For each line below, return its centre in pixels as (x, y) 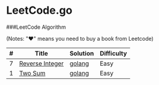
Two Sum (32, 73)
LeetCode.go (39, 10)
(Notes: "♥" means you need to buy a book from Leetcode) (80, 38)
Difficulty (113, 53)
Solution (82, 53)
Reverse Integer (41, 63)
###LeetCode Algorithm (36, 27)
